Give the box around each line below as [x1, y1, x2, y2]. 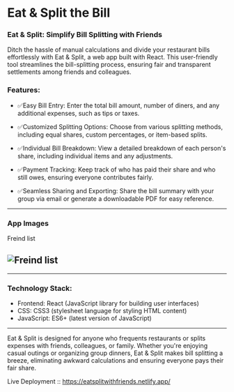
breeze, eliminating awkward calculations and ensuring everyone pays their [7, 356, 224, 365]
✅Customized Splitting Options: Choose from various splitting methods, [17, 122, 224, 130]
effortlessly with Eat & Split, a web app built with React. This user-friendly [7, 53, 218, 61]
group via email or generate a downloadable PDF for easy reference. [17, 194, 214, 203]
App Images [7, 218, 49, 228]
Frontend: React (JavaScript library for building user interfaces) [17, 299, 200, 308]
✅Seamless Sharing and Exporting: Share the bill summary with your [17, 186, 214, 195]
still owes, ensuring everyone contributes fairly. [17, 173, 154, 181]
